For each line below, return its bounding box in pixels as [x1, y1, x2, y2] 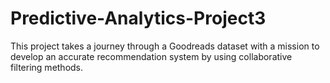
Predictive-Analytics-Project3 [10, 7, 267, 30]
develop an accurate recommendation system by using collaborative [10, 50, 293, 62]
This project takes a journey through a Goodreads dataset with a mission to [10, 40, 320, 52]
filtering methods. [10, 61, 84, 73]
